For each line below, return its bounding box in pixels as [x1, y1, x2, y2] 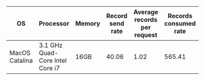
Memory [75, 20, 101, 27]
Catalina [9, 56, 34, 65]
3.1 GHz [38, 41, 63, 49]
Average [133, 8, 159, 16]
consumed [164, 20, 196, 27]
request [134, 31, 157, 39]
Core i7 [38, 64, 60, 72]
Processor [38, 20, 70, 27]
